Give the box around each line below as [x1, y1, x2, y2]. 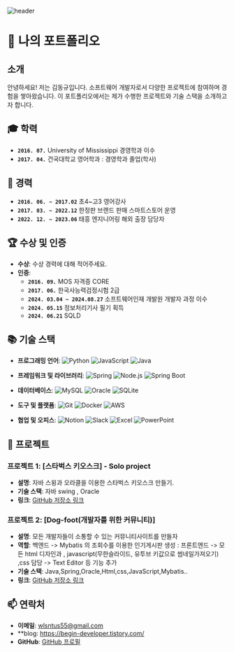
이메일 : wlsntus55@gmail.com [17, 621, 103, 630]
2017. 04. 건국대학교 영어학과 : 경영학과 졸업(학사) [17, 155, 157, 163]
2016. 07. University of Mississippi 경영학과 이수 [17, 146, 156, 154]
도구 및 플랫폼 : [17, 401, 57, 409]
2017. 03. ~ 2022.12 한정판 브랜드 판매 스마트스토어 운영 [17, 206, 176, 214]
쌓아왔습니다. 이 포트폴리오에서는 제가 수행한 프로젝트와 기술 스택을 [20, 92, 203, 100]
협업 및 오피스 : [17, 416, 57, 425]
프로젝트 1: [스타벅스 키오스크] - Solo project [7, 461, 151, 471]
